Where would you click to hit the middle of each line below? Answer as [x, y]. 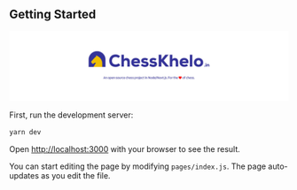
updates [24, 175]
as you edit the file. [76, 175]
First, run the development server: [71, 115]
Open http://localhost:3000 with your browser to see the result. [125, 148]
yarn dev [25, 132]
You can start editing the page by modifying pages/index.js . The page [138, 166]
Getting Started [53, 15]
